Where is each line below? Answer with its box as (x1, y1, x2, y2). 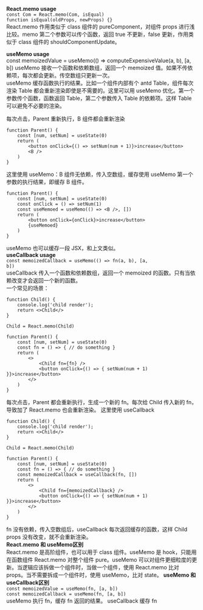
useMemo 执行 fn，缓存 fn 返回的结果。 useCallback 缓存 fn (6, 597, 157, 605)
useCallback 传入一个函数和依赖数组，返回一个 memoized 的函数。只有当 (6, 269, 190, 276)
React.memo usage (6, 5, 57, 12)
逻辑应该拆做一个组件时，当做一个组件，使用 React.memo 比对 (22, 564, 179, 571)
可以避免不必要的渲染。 (6, 102, 65, 109)
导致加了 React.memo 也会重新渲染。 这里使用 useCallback (6, 406, 155, 413)
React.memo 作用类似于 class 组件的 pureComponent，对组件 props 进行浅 (6, 23, 195, 30)
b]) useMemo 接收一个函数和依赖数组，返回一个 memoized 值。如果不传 (6, 64, 188, 71)
